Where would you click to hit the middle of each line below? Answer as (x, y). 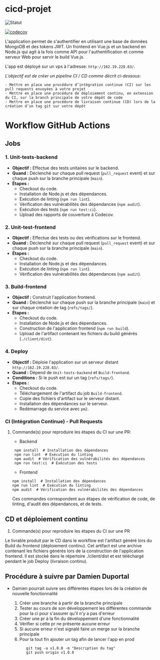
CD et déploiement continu (46, 519)
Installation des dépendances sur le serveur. (64, 403)
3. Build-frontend (26, 287)
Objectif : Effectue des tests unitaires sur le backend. (65, 168)
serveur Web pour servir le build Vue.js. (45, 57)
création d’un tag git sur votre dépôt (45, 106)
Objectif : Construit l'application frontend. (54, 297)
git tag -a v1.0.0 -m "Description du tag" (71, 648)
